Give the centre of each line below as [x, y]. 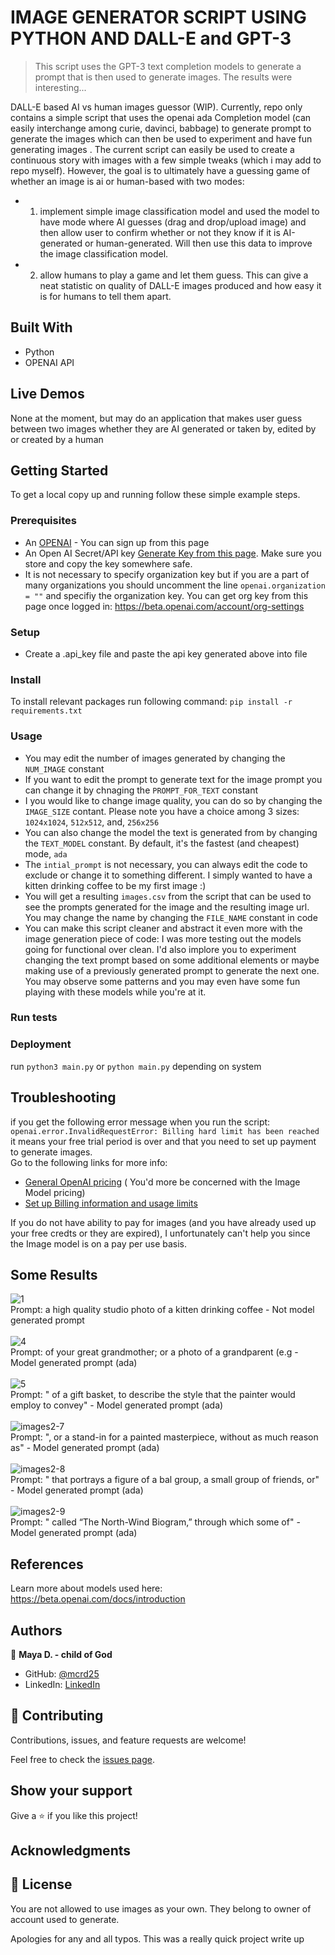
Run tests [34, 1018]
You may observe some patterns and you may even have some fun [162, 981]
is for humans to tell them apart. [105, 296]
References [47, 1564]
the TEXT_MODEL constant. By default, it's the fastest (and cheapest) [162, 843]
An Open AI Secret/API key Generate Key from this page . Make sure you [173, 553]
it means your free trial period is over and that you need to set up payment [163, 1141]
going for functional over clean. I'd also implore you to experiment [160, 949]
